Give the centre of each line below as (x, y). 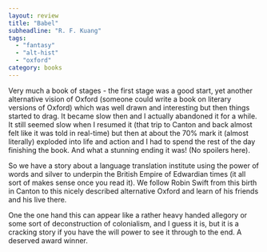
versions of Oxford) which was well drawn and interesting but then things (129, 107)
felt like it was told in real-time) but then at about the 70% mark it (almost (129, 133)
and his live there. (38, 199)
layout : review (34, 16)
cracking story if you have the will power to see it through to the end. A (125, 232)
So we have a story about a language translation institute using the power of (134, 166)
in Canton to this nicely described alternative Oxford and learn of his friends (133, 191)
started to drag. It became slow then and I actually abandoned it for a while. (133, 116)
